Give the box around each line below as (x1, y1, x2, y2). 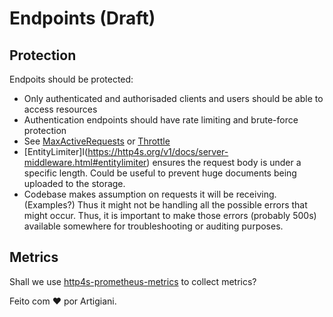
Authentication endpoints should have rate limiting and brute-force (23, 114, 299, 126)
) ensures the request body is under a (146, 157, 302, 168)
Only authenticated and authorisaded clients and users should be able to (23, 93, 324, 104)
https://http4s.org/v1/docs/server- (87, 146, 229, 157)
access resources (23, 103, 98, 115)
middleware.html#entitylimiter (23, 157, 147, 168)
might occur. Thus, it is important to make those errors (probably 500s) (23, 210, 317, 221)
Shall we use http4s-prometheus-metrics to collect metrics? (9, 275, 257, 287)
